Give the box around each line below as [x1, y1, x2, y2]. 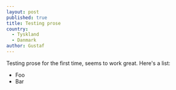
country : [6, 26, 29, 32]
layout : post [6, 9, 39, 15]
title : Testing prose [6, 20, 61, 26]
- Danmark [12, 37, 36, 43]
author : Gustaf [6, 43, 45, 49]
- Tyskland [12, 32, 39, 38]
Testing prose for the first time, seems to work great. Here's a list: [6, 59, 171, 67]
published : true [6, 15, 47, 21]
